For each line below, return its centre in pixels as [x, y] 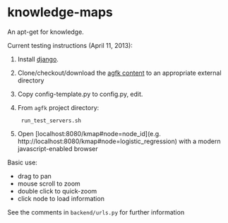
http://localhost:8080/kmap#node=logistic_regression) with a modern [119, 141]
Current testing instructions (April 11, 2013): [70, 45]
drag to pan [34, 176]
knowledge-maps [60, 12]
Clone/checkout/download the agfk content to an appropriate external [119, 73]
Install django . [38, 59]
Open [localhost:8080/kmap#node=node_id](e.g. [89, 133]
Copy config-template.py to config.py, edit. [80, 94]
